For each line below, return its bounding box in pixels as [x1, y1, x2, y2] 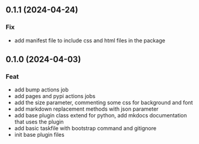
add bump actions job [14, 86, 69, 93]
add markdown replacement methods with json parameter [14, 105, 159, 113]
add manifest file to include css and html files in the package [14, 36, 165, 44]
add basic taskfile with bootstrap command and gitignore [14, 125, 157, 132]
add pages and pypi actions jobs [14, 93, 96, 100]
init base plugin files [14, 131, 65, 139]
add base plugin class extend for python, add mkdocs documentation [14, 112, 188, 119]
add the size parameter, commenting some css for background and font [14, 99, 194, 106]
